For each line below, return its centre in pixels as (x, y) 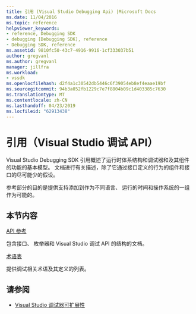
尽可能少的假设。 (37, 175)
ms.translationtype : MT (36, 95)
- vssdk (16, 78)
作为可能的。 (22, 195)
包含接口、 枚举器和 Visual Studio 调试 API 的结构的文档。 (77, 244)
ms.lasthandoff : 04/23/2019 (41, 106)
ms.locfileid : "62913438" (38, 111)
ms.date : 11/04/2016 (32, 17)
